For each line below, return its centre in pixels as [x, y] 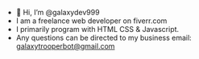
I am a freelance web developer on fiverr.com [91, 21]
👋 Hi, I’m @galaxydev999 [58, 12]
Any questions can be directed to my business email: [104, 37]
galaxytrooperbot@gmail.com [65, 46]
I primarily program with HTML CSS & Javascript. [97, 29]
